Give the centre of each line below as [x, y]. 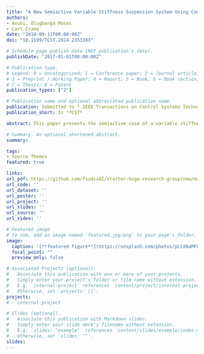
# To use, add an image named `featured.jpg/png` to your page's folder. [102, 235]
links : [15, 174]
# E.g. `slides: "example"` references [59, 330]
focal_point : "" [32, 252]
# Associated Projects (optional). [51, 269]
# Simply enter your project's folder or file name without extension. [102, 280]
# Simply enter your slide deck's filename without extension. [90, 325]
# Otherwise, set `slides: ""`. [50, 336]
